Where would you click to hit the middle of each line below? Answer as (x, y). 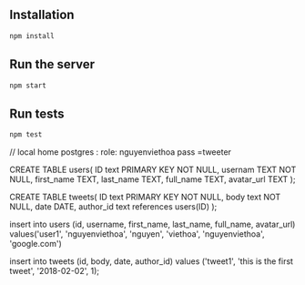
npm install (32, 36)
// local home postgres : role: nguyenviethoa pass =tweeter (121, 152)
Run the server (52, 64)
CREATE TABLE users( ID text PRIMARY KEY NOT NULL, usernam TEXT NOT (153, 170)
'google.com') (36, 244)
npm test (26, 135)
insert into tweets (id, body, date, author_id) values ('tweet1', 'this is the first (152, 261)
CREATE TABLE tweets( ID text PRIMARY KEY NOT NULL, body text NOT (145, 197)
